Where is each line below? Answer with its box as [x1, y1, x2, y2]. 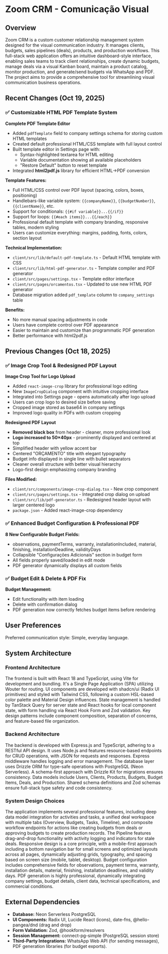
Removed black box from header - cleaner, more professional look [12, 429, 151, 435]
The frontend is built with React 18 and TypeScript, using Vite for [5, 675, 139, 682]
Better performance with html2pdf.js [12, 332, 88, 338]
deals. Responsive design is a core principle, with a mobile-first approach [5, 841, 157, 847]
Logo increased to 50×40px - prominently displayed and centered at [12, 435, 156, 441]
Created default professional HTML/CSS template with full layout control [12, 141, 162, 147]
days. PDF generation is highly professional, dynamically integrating [5, 873, 145, 879]
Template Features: [5, 177, 47, 183]
